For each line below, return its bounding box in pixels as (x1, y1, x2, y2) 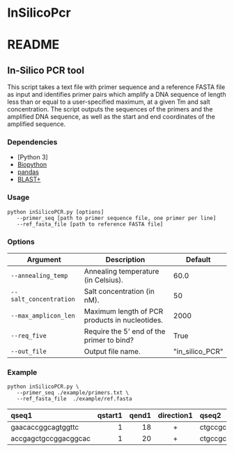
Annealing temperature (84, 267, 159, 276)
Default (185, 255, 211, 265)
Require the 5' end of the (84, 327, 166, 336)
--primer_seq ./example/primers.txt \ (16, 389, 130, 396)
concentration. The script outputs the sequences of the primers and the (7, 105, 213, 114)
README (7, 37, 60, 53)
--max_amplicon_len (10, 312, 75, 320)
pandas (17, 168, 40, 176)
